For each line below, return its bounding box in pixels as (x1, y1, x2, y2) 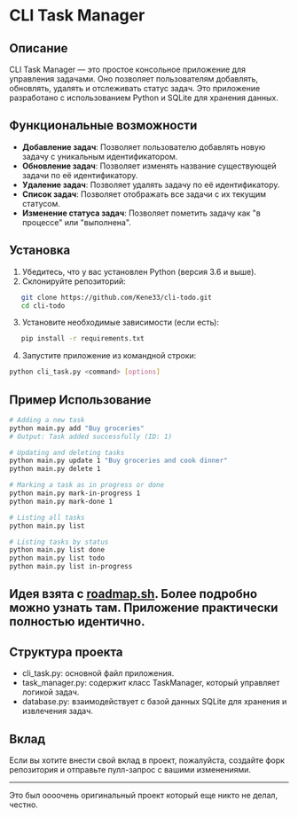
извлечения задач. (21, 706, 93, 717)
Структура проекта (9, 644, 123, 659)
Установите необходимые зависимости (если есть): (21, 317, 220, 328)
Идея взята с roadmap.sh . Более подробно (9, 586, 258, 601)
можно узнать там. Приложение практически (9, 601, 278, 616)
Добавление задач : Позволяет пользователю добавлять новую (21, 141, 266, 152)
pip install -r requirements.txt (20, 334, 145, 343)
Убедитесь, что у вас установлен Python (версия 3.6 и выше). (21, 266, 257, 277)
